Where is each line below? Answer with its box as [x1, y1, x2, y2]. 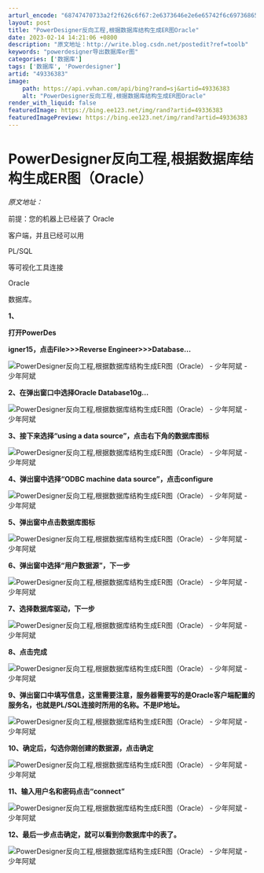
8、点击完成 [8, 647, 48, 656]
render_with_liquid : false [8, 99, 97, 107]
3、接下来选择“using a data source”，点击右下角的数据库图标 [8, 431, 210, 440]
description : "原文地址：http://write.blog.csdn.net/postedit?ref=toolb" [8, 41, 249, 49]
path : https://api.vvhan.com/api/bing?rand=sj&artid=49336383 [22, 84, 230, 93]
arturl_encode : [8, 11, 58, 20]
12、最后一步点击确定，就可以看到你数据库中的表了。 [8, 830, 181, 839]
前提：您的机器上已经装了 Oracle [8, 214, 115, 223]
